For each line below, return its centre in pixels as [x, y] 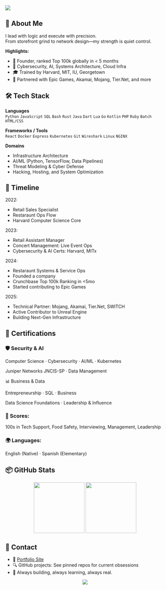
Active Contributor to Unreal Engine [50, 312]
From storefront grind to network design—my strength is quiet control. [78, 41]
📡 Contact [21, 547]
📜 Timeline [22, 188]
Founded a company [34, 276]
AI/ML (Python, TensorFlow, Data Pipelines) [58, 161]
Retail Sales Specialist [35, 210]
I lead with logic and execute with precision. [51, 36]
